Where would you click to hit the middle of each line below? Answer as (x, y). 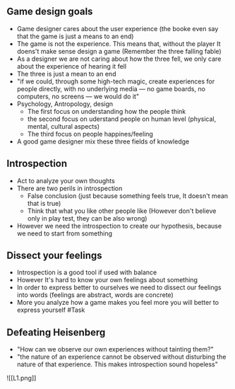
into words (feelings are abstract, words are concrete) (95, 295)
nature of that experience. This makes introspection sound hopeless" (117, 364)
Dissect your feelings (55, 256)
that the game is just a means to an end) (75, 36)
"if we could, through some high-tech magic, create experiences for (116, 81)
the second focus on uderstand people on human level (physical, (122, 119)
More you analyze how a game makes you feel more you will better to (118, 303)
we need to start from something (65, 233)
